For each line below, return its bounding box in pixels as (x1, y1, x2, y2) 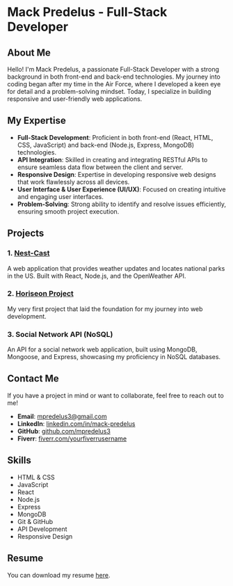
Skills (7, 454, 31, 466)
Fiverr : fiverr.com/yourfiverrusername (17, 434, 127, 443)
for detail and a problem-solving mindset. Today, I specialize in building (7, 88, 211, 95)
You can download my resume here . (7, 571, 111, 579)
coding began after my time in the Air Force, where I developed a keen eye (7, 80, 221, 88)
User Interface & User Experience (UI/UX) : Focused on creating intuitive (17, 185, 226, 193)
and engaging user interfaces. (17, 192, 104, 200)
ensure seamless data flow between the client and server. (17, 163, 183, 171)
